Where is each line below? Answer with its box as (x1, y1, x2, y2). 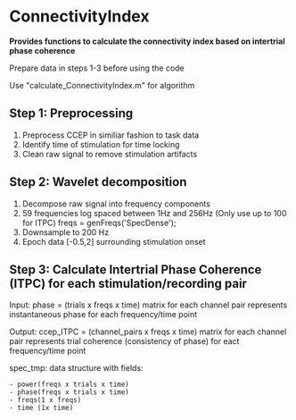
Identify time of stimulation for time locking (21, 139, 180, 149)
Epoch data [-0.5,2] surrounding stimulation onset (21, 236, 207, 247)
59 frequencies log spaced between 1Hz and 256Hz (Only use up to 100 (21, 207, 287, 218)
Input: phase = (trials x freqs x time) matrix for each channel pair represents (9, 299, 288, 310)
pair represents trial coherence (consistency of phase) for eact (9, 336, 240, 347)
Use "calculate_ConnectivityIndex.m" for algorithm (9, 80, 195, 90)
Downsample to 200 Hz (21, 226, 110, 238)
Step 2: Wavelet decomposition (9, 174, 187, 189)
